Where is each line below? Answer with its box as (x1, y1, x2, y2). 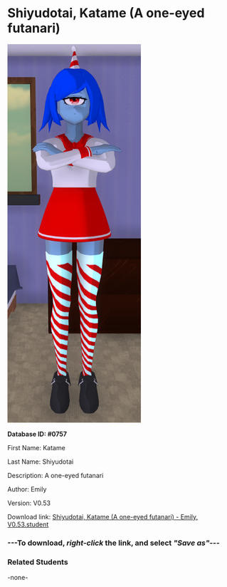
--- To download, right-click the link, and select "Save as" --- (7, 538, 221, 548)
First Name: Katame (7, 443, 65, 452)
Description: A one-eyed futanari (7, 471, 104, 479)
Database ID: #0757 (7, 430, 68, 438)
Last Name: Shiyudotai (7, 457, 74, 466)
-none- (7, 573, 28, 582)
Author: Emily (7, 484, 47, 493)
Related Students (7, 557, 69, 567)
